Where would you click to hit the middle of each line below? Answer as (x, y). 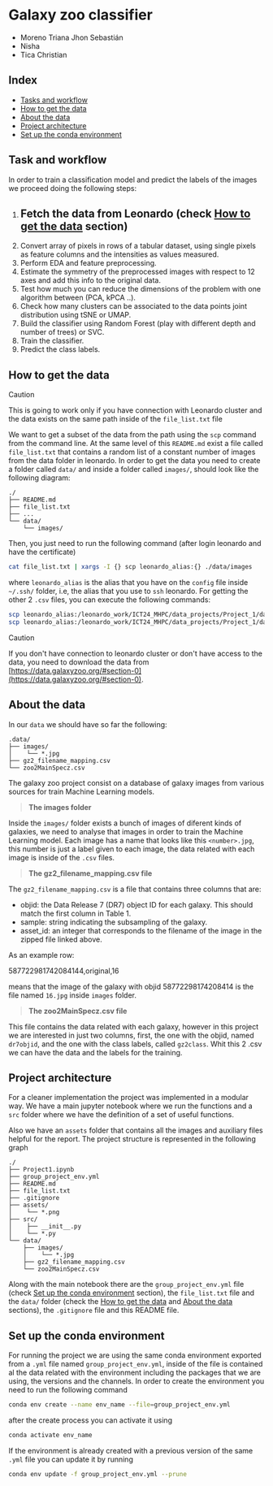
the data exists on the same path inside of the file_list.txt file (116, 419)
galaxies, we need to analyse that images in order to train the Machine (126, 831)
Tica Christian (43, 54)
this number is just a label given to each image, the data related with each (132, 849)
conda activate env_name (50, 1436)
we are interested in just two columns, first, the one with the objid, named (131, 1035)
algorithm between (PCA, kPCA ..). (78, 297)
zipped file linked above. (61, 939)
